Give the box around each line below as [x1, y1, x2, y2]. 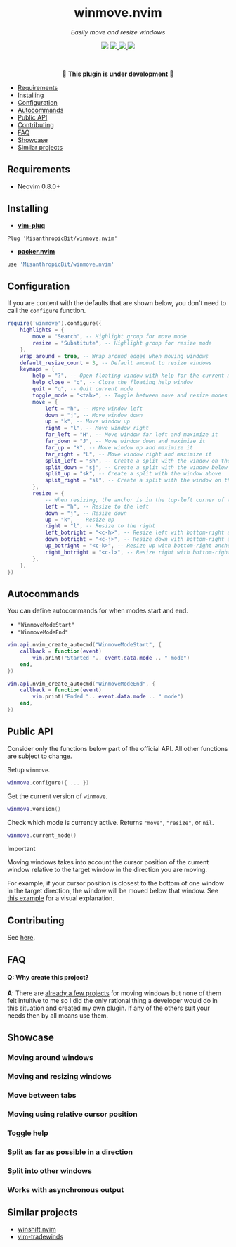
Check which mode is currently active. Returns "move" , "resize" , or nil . [7, 818, 214, 826]
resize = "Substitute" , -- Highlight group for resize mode [32, 339, 212, 347]
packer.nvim [17, 247, 55, 255]
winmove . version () [7, 805, 61, 812]
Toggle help [7, 1128, 49, 1138]
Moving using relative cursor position [7, 1109, 138, 1119]
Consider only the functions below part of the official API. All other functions [7, 744, 228, 753]
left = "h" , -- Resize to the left [44, 503, 150, 510]
